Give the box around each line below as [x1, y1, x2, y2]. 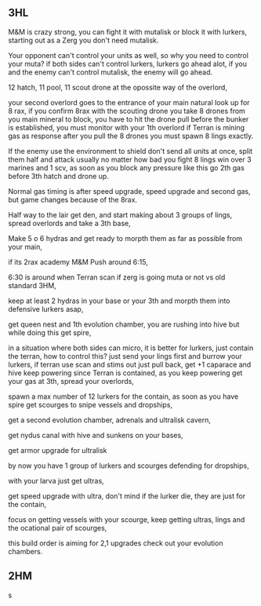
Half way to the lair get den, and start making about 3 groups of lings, [8, 210, 233, 219]
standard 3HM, [8, 280, 56, 290]
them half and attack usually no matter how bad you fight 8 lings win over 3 [8, 155, 252, 164]
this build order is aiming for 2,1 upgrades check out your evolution [8, 538, 223, 548]
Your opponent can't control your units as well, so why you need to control [8, 50, 249, 60]
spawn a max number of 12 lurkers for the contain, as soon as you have [8, 392, 239, 401]
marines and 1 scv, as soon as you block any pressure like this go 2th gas [8, 162, 245, 172]
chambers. [8, 546, 43, 556]
